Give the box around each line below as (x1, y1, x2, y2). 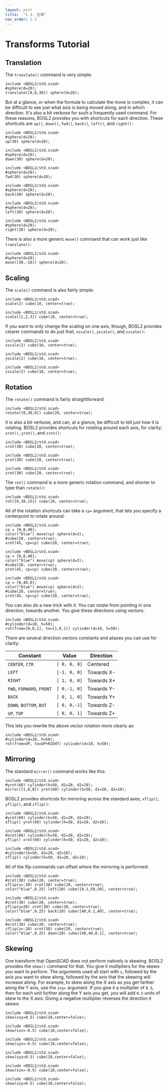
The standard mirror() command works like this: (5, 768, 106, 774)
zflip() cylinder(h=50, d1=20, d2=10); (5, 855, 89, 860)
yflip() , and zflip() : (5, 801, 50, 807)
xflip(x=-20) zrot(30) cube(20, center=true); (5, 882, 104, 887)
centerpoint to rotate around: (5, 513, 65, 519)
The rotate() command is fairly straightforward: (5, 396, 105, 402)
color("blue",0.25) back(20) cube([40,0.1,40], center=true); (5, 909, 138, 914)
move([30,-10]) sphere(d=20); (5, 260, 69, 265)
